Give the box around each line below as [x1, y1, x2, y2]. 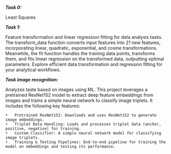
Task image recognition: [5, 77, 58, 82]
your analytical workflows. [5, 67, 61, 73]
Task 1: [5, 24, 21, 30]
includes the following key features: [5, 103, 80, 109]
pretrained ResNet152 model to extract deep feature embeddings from [5, 92, 154, 98]
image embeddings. [5, 117, 45, 122]
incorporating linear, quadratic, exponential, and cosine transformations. [5, 45, 158, 51]
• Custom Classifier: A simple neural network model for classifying [5, 130, 161, 136]
